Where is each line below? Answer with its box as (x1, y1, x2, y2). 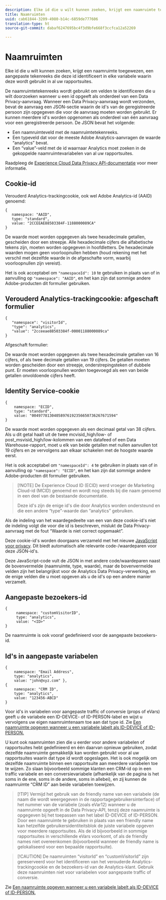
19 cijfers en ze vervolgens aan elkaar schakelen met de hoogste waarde (5, 447, 153, 453)
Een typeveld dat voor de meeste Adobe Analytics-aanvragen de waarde (12, 135, 161, 140)
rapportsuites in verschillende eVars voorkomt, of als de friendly (17, 833, 148, 839)
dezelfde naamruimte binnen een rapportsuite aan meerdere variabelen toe (5, 761, 158, 766)
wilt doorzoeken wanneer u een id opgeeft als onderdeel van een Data (5, 93, 148, 99)
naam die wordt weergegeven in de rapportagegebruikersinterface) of (17, 796, 161, 802)
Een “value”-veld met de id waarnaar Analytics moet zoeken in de (12, 145, 146, 151)
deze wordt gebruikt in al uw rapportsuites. (5, 78, 93, 84)
